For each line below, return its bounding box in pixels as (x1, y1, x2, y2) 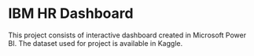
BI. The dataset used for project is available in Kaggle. (8, 38, 183, 47)
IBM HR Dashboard (8, 5, 134, 23)
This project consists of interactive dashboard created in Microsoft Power (8, 30, 246, 40)
